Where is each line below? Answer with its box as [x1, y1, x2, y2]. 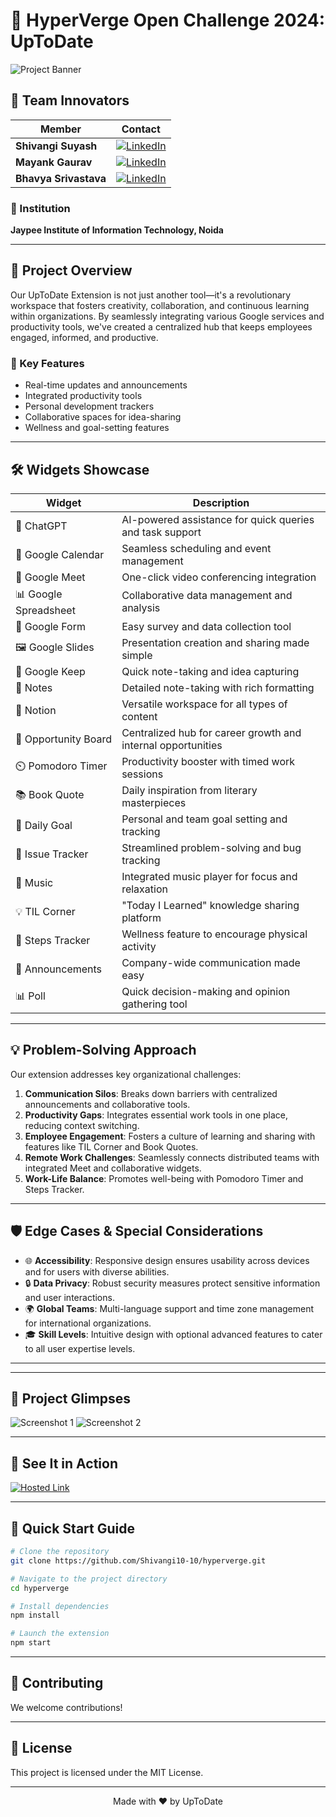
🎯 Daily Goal [15, 818, 73, 832]
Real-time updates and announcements [24, 379, 188, 391]
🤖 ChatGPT [15, 519, 68, 533]
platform [121, 910, 162, 924]
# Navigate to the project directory [10, 1574, 168, 1584]
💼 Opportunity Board [15, 732, 113, 746]
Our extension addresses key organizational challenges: [10, 1068, 242, 1080]
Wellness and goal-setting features [24, 422, 170, 434]
